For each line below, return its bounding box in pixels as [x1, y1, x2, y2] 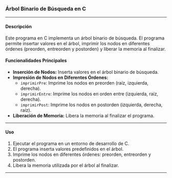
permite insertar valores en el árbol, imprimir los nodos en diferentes [5, 40, 150, 46]
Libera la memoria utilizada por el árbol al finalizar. [12, 162, 119, 168]
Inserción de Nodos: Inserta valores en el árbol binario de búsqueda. [12, 69, 159, 75]
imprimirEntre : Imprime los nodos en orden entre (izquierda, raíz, [20, 90, 159, 97]
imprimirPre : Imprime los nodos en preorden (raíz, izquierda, [20, 80, 148, 86]
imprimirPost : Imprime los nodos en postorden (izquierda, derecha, [20, 102, 163, 108]
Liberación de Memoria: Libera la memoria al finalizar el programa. [12, 112, 155, 118]
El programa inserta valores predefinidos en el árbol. [12, 146, 124, 152]
